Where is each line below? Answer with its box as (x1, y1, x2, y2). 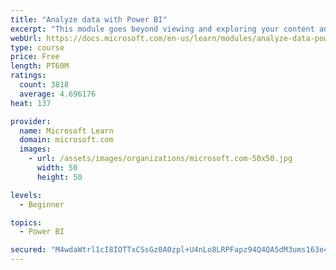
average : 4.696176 (19, 89, 97, 99)
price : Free (10, 52, 60, 62)
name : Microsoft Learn (19, 126, 114, 136)
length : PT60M (10, 61, 70, 71)
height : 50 (36, 172, 83, 182)
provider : (10, 116, 52, 126)
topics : (10, 217, 43, 228)
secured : (10, 245, 47, 255)
